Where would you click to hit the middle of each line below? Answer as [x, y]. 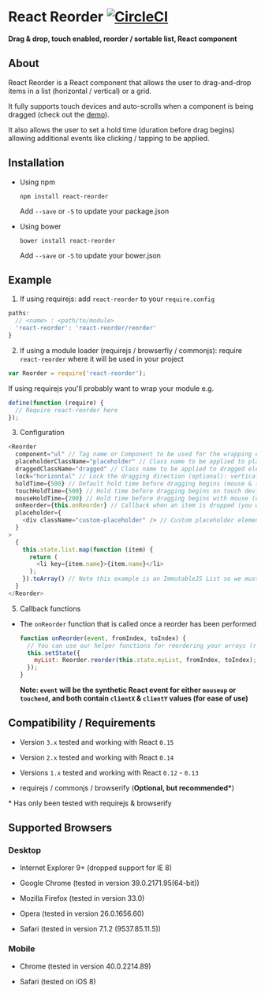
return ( [43, 557]
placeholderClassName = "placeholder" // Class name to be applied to [130, 462]
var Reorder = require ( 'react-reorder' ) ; [77, 373]
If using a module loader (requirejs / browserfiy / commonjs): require [131, 350]
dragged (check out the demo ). [59, 114]
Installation [36, 163]
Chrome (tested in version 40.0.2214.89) [85, 966]
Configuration [42, 433]
